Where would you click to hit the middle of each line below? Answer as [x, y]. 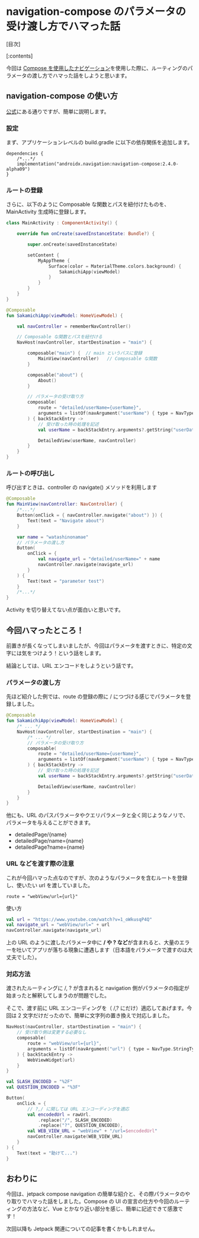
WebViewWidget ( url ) [52, 1060]
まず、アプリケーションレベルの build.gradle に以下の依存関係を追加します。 [99, 142]
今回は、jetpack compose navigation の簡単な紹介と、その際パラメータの [96, 1194]
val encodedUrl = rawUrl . [60, 1115]
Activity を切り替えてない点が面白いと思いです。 [65, 610]
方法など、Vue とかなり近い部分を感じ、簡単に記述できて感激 [102, 1209]
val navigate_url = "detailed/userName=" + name [99, 559]
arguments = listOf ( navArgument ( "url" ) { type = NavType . [100, 1049]
